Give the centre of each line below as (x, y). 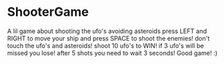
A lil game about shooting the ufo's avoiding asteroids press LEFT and (107, 31)
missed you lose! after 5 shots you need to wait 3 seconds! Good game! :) (112, 53)
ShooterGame (48, 12)
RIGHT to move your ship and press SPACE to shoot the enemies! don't (109, 38)
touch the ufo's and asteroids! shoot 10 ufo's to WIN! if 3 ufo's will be (106, 45)
